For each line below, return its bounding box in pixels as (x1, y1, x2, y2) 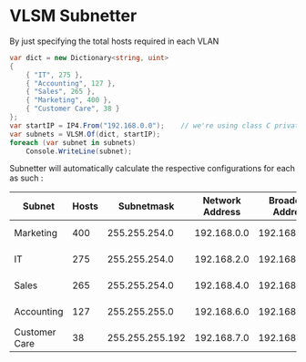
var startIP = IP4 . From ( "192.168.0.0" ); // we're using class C (9, 120, 271, 130)
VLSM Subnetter (9, 5, 138, 26)
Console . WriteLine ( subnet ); (25, 147, 132, 156)
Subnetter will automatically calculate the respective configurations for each (9, 163, 296, 174)
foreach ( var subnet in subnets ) (9, 138, 137, 147)
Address (203, 206, 241, 219)
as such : (9, 172, 44, 183)
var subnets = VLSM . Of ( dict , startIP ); (9, 129, 161, 139)
